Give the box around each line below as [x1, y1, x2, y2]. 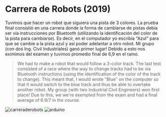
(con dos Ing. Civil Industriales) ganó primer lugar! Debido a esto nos [5, 46, 145, 52]
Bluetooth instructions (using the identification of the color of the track [17, 71, 161, 77]
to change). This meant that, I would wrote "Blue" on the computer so [17, 76, 159, 82]
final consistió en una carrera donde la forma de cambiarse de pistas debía [5, 25, 158, 30]
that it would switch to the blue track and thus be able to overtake [17, 81, 151, 87]
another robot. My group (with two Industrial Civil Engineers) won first [17, 87, 160, 92]
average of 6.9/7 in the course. [17, 97, 81, 103]
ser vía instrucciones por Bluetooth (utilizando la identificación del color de [5, 30, 158, 36]
